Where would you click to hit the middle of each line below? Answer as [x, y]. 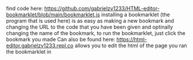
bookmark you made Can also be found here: [61, 39]
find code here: [25, 8]
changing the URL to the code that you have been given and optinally [89, 27]
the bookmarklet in [29, 52]
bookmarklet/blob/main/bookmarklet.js [53, 15]
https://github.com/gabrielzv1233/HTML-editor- [102, 8]
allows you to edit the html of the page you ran [131, 45]
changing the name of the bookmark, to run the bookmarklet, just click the [96, 33]
